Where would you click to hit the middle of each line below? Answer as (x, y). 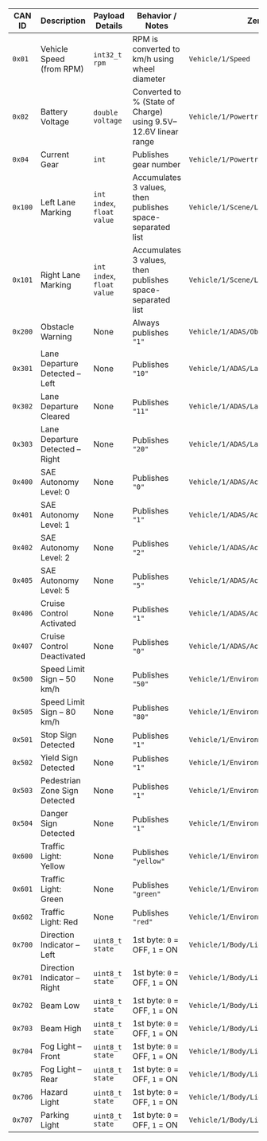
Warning (56, 336)
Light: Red (59, 922)
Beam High (61, 1028)
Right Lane (60, 275)
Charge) (148, 112)
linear (168, 132)
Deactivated (63, 656)
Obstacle (57, 327)
